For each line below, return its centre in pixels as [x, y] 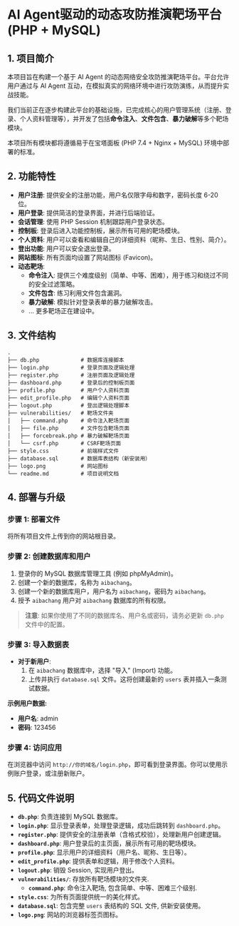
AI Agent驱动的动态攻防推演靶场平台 [115, 15]
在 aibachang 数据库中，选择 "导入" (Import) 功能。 [102, 670]
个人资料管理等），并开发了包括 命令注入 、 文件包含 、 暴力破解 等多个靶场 [124, 119]
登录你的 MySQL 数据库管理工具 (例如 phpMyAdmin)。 [97, 573]
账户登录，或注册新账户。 [51, 773]
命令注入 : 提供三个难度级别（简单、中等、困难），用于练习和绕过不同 [128, 275]
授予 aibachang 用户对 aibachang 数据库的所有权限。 [94, 600]
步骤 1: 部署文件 [34, 519]
